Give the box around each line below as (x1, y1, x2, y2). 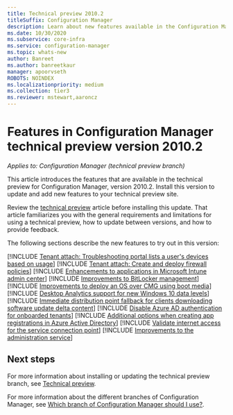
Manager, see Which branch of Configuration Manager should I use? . (7, 400, 205, 408)
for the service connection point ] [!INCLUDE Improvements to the (7, 325, 194, 334)
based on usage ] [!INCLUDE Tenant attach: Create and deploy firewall (7, 260, 207, 268)
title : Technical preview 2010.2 (7, 10, 104, 17)
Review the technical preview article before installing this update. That (7, 203, 208, 212)
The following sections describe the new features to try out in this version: (7, 239, 220, 247)
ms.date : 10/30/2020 (7, 29, 67, 37)
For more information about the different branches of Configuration (7, 393, 199, 401)
